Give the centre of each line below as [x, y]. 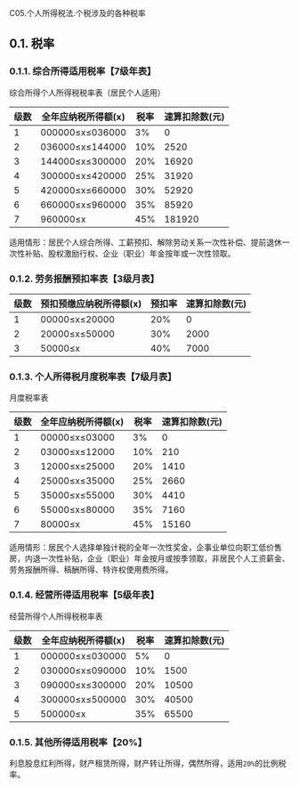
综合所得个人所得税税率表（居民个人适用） [87, 93]
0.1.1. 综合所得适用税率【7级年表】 [83, 71]
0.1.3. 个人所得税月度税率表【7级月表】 [93, 377]
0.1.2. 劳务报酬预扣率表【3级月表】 [85, 279]
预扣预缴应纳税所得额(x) [91, 304]
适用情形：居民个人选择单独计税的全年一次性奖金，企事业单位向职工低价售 [145, 548]
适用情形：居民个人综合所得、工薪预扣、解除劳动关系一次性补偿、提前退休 [145, 242]
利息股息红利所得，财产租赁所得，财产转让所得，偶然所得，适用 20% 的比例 [144, 763]
